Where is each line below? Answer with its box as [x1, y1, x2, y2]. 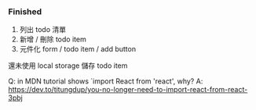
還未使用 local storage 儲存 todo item [8, 61, 128, 70]
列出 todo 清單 [19, 25, 67, 34]
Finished [8, 6, 42, 17]
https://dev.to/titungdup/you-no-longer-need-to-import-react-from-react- [8, 85, 248, 94]
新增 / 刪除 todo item [19, 34, 86, 44]
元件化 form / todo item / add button [19, 44, 136, 54]
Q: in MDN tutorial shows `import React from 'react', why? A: [8, 76, 203, 86]
